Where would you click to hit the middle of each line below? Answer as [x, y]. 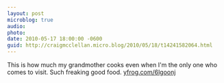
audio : [16, 26]
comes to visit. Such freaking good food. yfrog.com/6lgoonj [91, 72]
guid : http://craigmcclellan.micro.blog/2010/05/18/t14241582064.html [110, 45]
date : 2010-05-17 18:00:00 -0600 [55, 39]
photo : [16, 33]
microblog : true [30, 20]
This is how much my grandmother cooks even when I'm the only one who [112, 65]
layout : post [26, 13]
